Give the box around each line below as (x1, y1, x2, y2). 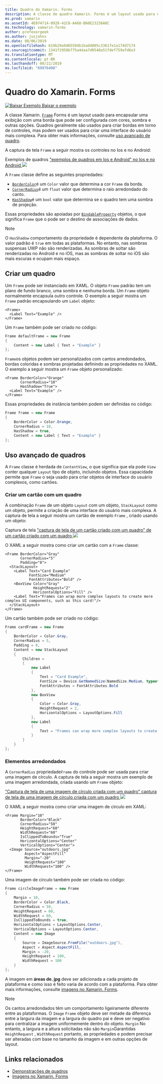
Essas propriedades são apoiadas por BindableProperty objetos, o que (5, 211, 147, 217)
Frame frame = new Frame (5, 411, 55, 415)
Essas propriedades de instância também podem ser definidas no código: (5, 401, 153, 407)
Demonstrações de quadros (12, 1068, 68, 1074)
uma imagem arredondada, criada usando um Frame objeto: (5, 779, 123, 785)
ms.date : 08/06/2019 (5, 39, 47, 44)
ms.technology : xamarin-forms (5, 25, 66, 30)
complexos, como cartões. (5, 479, 58, 485)
